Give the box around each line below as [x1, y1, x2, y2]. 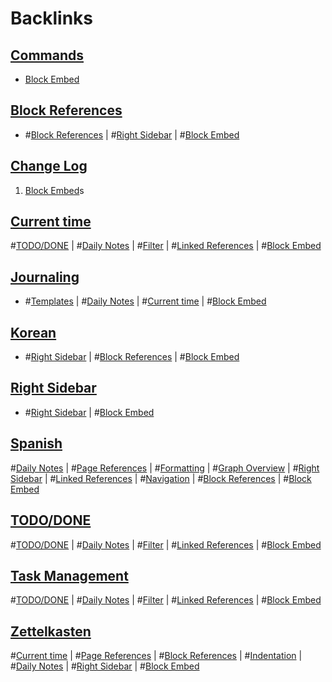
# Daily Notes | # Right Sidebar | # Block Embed [10, 660, 200, 672]
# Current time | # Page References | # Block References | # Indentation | [10, 650, 303, 662]
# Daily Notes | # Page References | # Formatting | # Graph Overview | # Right [10, 462, 320, 474]
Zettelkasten [10, 623, 92, 640]
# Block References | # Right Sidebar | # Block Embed [24, 128, 240, 141]
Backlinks [10, 7, 94, 30]
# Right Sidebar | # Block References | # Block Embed [24, 351, 240, 363]
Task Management [10, 567, 129, 584]
